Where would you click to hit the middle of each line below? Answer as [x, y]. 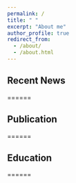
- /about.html [34, 53]
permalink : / [26, 14]
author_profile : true [38, 33]
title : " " [23, 20]
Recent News [36, 81]
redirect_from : [29, 40]
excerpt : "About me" [37, 26]
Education [30, 158]
